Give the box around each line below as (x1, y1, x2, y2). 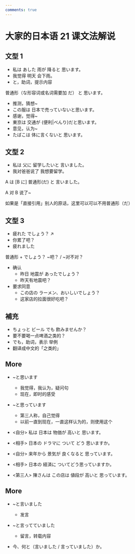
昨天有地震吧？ (20, 277, 51, 283)
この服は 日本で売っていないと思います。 (12, 106, 97, 113)
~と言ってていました (12, 522, 55, 528)
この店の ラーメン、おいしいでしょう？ (20, 290, 100, 296)
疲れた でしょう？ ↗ (12, 231, 54, 237)
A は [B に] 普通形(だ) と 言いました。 (5, 179, 82, 185)
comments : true (5, 7, 37, 13)
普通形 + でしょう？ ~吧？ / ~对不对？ (5, 254, 84, 260)
